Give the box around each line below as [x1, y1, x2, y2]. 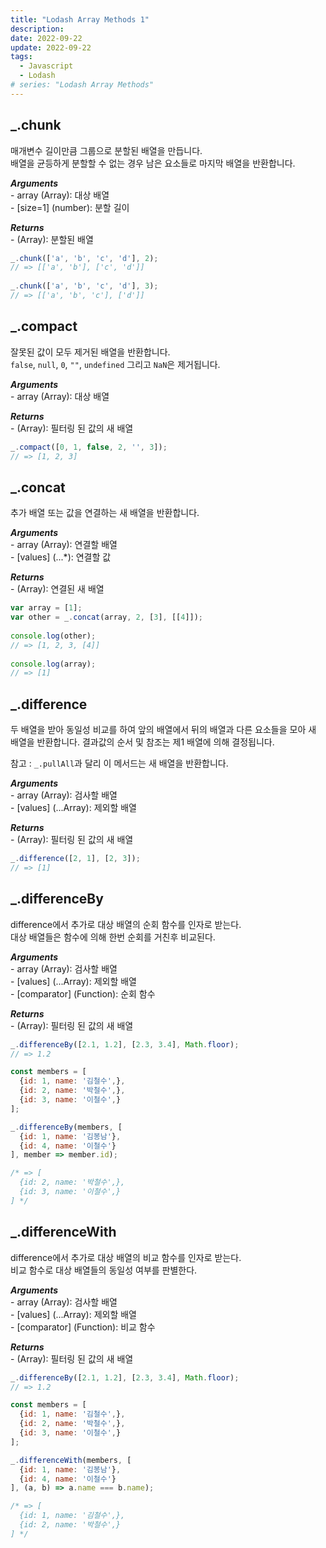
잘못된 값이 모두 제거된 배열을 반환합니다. [10, 346, 171, 358]
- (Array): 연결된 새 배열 [10, 583, 105, 595]
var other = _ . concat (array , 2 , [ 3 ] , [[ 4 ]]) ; [10, 612, 204, 623]
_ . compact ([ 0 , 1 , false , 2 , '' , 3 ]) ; [10, 442, 168, 452]
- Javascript [19, 61, 74, 71]
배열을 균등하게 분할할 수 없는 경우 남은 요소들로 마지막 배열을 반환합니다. [10, 157, 296, 169]
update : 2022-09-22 [10, 42, 92, 53]
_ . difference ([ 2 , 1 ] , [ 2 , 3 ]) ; [10, 854, 141, 864]
